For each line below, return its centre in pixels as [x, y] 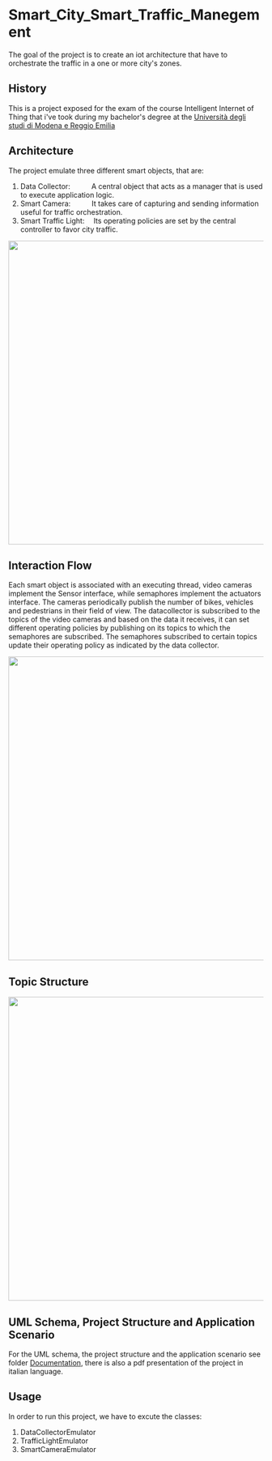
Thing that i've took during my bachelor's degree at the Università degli [127, 117]
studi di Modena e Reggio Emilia [62, 125]
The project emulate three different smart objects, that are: [106, 170]
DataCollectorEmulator [58, 1432]
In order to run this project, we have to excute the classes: [105, 1416]
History [28, 89]
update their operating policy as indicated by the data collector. [114, 645]
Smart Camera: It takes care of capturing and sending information [139, 203]
